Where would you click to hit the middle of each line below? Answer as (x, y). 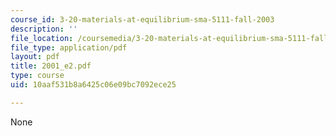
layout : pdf (35, 57)
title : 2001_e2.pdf (51, 66)
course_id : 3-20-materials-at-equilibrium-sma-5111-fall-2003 (142, 19)
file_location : (42, 38)
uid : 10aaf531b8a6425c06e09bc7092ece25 (93, 85)
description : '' (44, 29)
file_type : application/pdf (69, 47)
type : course (37, 76)
